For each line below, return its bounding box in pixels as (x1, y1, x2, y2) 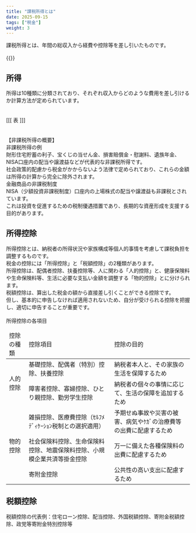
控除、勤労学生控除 (40, 393, 93, 401)
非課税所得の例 (6, 144, 42, 151)
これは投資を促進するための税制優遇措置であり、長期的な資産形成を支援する (6, 203, 190, 210)
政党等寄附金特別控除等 (16, 520, 73, 527)
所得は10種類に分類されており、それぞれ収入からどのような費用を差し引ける (6, 90, 190, 97)
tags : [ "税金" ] (6, 19, 41, 25)
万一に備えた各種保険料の (114, 442, 185, 450)
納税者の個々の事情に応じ (114, 380, 185, 388)
